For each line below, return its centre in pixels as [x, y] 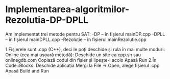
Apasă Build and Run [27, 71]
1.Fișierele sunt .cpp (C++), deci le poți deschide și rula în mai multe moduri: [85, 49]
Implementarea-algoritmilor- [67, 9]
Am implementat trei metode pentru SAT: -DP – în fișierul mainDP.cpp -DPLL [85, 34]
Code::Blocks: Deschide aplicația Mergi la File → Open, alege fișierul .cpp [82, 65]
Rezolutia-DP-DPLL [47, 20]
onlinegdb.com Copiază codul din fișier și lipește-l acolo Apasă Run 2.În [81, 60]
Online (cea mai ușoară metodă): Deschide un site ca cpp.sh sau [73, 55]
